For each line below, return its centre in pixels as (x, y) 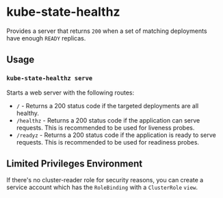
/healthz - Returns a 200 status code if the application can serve (108, 120)
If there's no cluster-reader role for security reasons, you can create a (105, 180)
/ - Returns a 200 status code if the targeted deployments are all (107, 106)
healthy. (27, 113)
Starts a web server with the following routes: (70, 92)
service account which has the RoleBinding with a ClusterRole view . (102, 187)
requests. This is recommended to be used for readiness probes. (108, 142)
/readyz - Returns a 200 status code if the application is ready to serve (116, 135)
